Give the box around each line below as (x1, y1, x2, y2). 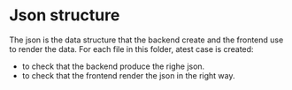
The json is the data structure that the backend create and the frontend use (9, 34, 284, 45)
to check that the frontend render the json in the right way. (21, 70, 235, 80)
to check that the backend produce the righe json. (21, 61, 205, 71)
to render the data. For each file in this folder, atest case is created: (9, 43, 254, 54)
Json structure (9, 5, 120, 26)
